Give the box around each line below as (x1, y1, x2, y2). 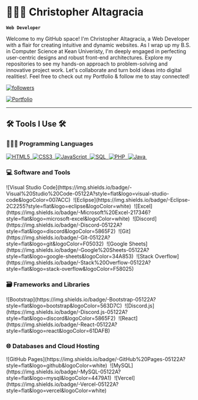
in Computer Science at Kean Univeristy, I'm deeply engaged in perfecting (6, 47, 187, 55)
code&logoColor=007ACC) (6, 196, 71, 203)
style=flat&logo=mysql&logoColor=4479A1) (6, 374, 112, 381)
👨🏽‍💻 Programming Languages (6, 140, 94, 148)
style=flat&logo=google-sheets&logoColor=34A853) (6, 253, 134, 260)
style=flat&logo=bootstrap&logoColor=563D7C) (6, 302, 123, 309)
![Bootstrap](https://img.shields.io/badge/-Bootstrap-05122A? (6, 296, 156, 303)
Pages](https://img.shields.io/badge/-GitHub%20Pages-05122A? (27, 355, 186, 362)
